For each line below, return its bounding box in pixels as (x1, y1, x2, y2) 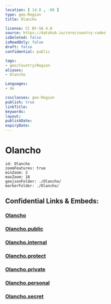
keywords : (5, 109, 26, 114)
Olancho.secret (5, 292, 44, 299)
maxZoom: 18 (5, 174, 30, 179)
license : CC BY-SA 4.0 (5, 26, 52, 31)
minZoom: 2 (5, 170, 28, 175)
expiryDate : (5, 123, 30, 128)
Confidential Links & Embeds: (5, 197, 99, 206)
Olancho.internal (5, 239, 47, 246)
